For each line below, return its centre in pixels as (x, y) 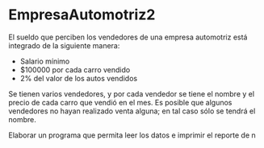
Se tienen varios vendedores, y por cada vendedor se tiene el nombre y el (132, 93)
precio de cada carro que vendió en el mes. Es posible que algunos (120, 102)
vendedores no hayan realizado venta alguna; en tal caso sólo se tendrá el (132, 111)
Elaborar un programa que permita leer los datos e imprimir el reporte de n (132, 135)
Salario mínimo (45, 61)
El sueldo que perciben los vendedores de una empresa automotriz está (128, 37)
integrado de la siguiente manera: (64, 45)
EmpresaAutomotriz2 (82, 15)
